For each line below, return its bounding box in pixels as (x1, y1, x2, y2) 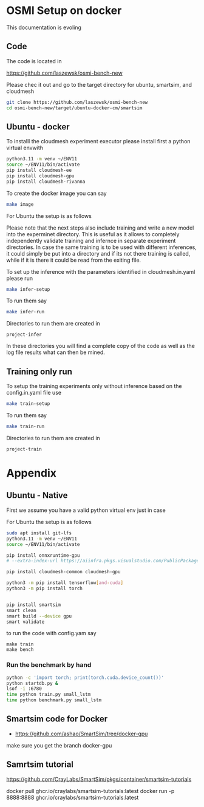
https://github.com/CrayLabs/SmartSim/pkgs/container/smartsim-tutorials (6, 775, 192, 783)
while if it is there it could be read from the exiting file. (6, 256, 141, 264)
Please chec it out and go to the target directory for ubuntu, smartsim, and (6, 81, 192, 88)
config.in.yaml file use (6, 389, 62, 397)
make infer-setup (6, 286, 50, 292)
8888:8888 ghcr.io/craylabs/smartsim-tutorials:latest (6, 794, 139, 801)
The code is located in (6, 57, 62, 64)
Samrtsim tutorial (6, 760, 74, 770)
